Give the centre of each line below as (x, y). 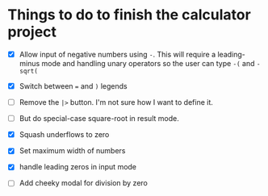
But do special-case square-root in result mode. (99, 119)
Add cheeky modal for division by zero (84, 183)
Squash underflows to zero (64, 135)
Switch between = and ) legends (73, 86)
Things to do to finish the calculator (129, 15)
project (32, 32)
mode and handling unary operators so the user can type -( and (148, 63)
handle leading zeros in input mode (78, 167)
